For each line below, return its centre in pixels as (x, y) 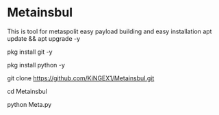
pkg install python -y (36, 65)
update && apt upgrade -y (44, 38)
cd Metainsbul (27, 91)
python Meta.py (29, 104)
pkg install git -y (30, 52)
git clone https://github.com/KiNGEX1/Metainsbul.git (81, 78)
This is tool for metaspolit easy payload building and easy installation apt (109, 31)
